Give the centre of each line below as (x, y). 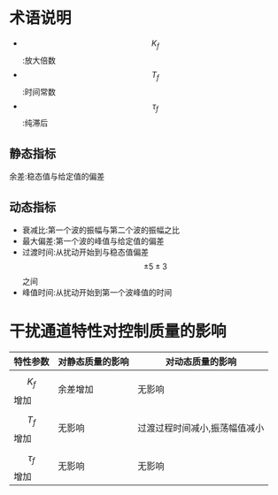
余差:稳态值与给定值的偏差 (57, 177)
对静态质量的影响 (94, 362)
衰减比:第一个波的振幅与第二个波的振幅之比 (100, 230)
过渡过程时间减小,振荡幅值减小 (201, 428)
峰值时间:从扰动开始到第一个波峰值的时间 (97, 292)
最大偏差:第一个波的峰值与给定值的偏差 (93, 240)
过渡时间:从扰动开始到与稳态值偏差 (85, 252)
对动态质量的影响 (201, 362)
